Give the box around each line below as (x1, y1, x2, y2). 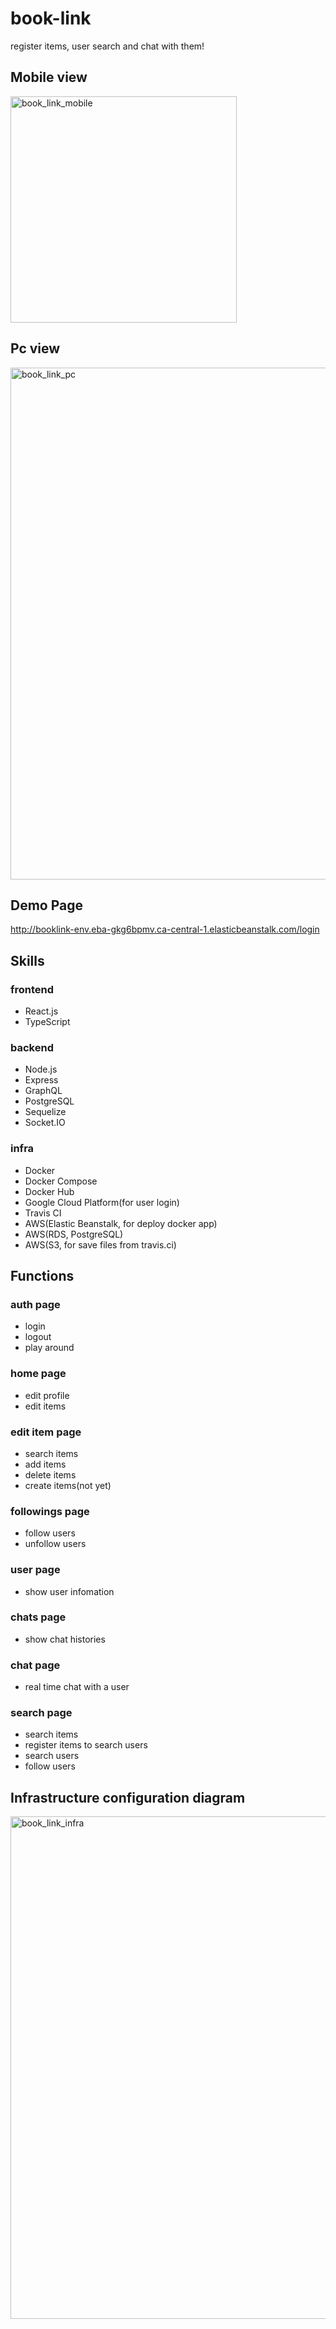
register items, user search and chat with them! (10, 40, 205, 52)
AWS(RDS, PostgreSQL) (24, 1228, 124, 1240)
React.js (24, 1005, 59, 1017)
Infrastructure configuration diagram (10, 1789, 246, 1806)
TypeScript (24, 1016, 71, 1028)
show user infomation (24, 1585, 115, 1597)
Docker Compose (24, 1175, 98, 1187)
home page (10, 1367, 67, 1381)
